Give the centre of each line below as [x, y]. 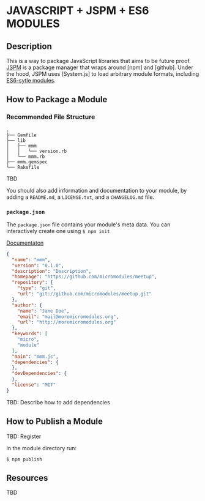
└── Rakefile [23, 167]
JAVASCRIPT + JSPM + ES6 [78, 11]
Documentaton [25, 243]
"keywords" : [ [30, 334]
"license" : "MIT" [34, 385]
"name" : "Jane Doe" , [43, 311]
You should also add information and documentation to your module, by [97, 190]
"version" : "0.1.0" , [38, 265]
